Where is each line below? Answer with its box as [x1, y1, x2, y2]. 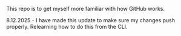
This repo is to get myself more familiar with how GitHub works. [6, 5, 165, 12]
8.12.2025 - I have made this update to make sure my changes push [6, 17, 176, 23]
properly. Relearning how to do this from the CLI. [6, 23, 128, 30]
